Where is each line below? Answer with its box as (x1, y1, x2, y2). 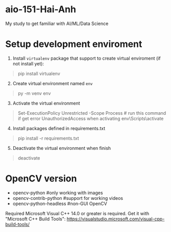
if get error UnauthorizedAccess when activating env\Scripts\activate (17, 115, 164, 121)
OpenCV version (5, 173, 77, 185)
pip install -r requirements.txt (17, 135, 79, 141)
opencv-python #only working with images (12, 190, 103, 196)
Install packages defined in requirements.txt (12, 125, 106, 131)
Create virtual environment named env (12, 80, 93, 86)
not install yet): (12, 60, 44, 67)
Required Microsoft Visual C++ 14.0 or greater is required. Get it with (5, 210, 150, 216)
